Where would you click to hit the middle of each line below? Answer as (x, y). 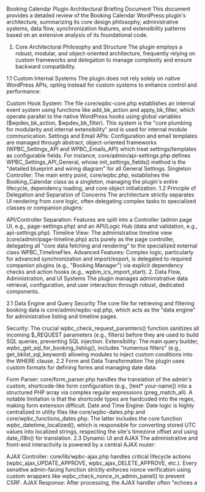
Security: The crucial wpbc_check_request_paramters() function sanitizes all (103, 328)
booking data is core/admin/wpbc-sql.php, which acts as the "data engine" (101, 310)
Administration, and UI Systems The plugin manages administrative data (97, 278)
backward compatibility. (45, 66)
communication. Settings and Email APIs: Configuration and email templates (102, 136)
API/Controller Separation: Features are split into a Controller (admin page (99, 220)
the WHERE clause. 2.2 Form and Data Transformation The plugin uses (95, 361)
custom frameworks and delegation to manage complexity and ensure (103, 60)
